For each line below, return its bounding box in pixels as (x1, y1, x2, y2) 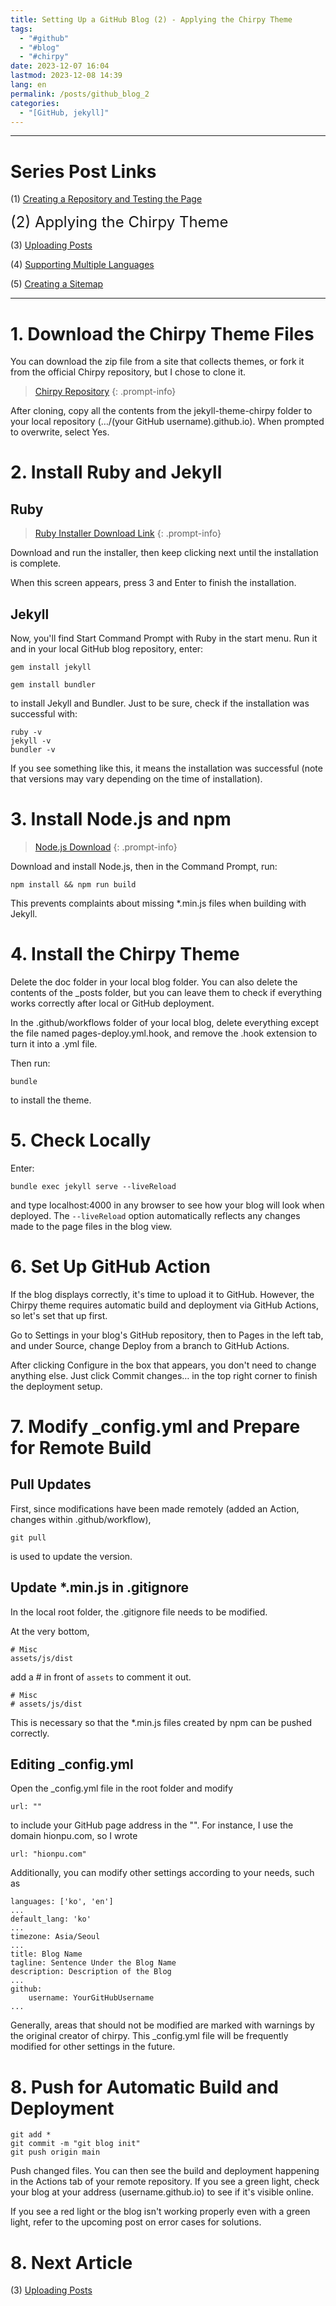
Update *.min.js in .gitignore (10, 1579, 190, 1596)
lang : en (10, 80, 47, 90)
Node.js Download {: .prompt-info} (34, 841, 178, 853)
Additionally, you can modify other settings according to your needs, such (10, 1867, 315, 1879)
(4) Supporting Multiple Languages (10, 259, 155, 271)
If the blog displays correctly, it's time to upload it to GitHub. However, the (10, 1288, 315, 1300)
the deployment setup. (10, 1380, 103, 1392)
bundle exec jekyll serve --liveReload (10, 1181, 177, 1191)
